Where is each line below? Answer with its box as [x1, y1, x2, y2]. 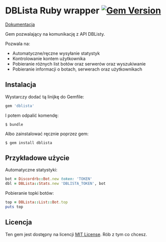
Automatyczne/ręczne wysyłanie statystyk [12, 50, 100, 56]
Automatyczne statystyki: [5, 167, 58, 173]
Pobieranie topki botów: [5, 190, 54, 196]
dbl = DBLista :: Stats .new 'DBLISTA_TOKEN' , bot [5, 181, 106, 186]
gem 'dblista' [5, 103, 35, 108]
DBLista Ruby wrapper [5, 5, 100, 16]
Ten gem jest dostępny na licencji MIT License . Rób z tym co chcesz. [5, 231, 148, 237]
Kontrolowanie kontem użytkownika [12, 55, 86, 62]
